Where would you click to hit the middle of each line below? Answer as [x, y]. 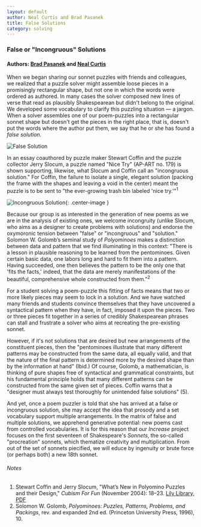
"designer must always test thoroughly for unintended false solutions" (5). [98, 392]
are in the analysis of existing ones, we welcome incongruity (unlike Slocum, [101, 221]
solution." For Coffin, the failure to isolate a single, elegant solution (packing [100, 177]
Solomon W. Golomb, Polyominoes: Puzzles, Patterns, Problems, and [100, 506]
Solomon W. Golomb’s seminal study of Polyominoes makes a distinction [96, 240]
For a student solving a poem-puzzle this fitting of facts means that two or [98, 291]
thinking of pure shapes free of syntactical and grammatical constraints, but [100, 373]
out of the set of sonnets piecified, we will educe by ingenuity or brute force [100, 448]
